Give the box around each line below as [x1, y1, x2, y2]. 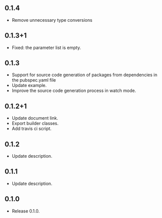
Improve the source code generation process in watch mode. [11, 87, 136, 93]
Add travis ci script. [11, 126, 52, 131]
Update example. [11, 83, 47, 88]
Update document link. [11, 115, 58, 121]
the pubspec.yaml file [11, 77, 56, 83]
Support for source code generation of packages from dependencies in [11, 72, 158, 78]
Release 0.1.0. [11, 208, 40, 214]
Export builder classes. [11, 121, 59, 127]
